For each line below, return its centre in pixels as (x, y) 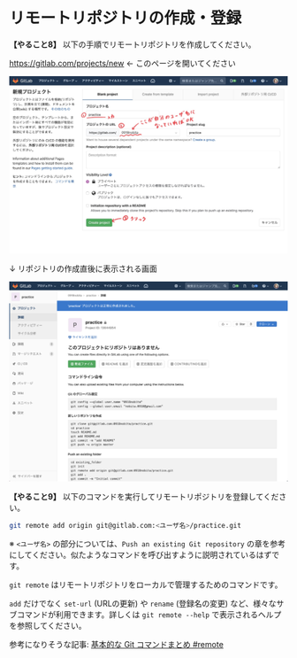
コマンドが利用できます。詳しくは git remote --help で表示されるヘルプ (149, 614)
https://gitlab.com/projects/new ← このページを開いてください (122, 63)
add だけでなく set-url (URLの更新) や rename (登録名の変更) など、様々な (143, 603)
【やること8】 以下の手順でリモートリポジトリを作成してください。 (133, 44)
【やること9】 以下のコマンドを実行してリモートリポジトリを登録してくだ (144, 497)
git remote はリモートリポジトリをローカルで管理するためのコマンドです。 (146, 584)
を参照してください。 (48, 625)
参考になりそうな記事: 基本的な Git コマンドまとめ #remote (116, 644)
